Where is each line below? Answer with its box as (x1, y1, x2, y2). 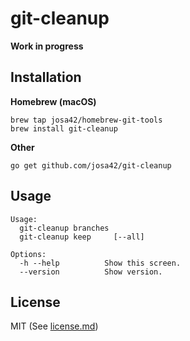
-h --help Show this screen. (19, 258, 182, 268)
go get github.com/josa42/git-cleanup (10, 160, 172, 171)
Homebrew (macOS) (10, 95, 97, 107)
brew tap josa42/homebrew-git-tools (10, 115, 163, 125)
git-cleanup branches (19, 223, 110, 233)
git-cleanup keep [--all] (19, 232, 145, 242)
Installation (10, 69, 82, 86)
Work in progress (10, 40, 84, 52)
